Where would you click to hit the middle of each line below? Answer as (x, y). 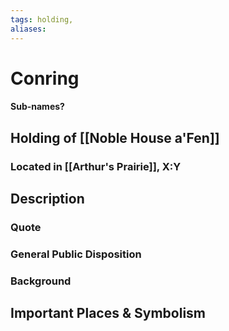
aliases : (28, 29)
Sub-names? (37, 107)
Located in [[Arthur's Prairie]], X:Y (96, 166)
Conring (45, 78)
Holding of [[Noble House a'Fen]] (115, 137)
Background (41, 281)
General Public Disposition (76, 254)
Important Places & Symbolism (108, 313)
